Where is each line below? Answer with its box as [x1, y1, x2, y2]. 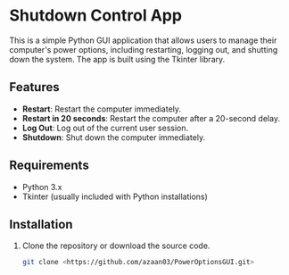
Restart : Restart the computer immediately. [21, 104, 181, 114]
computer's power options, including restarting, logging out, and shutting [9, 44, 278, 54]
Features [9, 79, 60, 95]
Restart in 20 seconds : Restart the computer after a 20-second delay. [21, 112, 281, 123]
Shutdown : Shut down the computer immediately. [21, 131, 206, 143]
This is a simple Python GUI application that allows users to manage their [9, 35, 277, 46]
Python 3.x [21, 181, 62, 192]
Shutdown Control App [9, 5, 183, 26]
